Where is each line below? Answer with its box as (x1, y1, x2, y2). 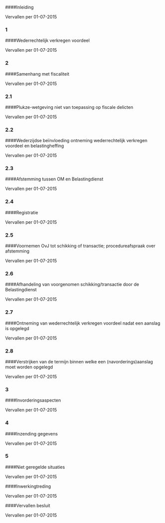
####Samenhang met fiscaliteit (5, 71, 70, 77)
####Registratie (5, 209, 38, 215)
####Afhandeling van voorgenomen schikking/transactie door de (5, 281, 139, 287)
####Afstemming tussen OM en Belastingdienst (5, 176, 103, 182)
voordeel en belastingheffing (5, 143, 64, 149)
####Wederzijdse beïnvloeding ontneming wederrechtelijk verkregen (5, 138, 148, 144)
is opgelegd (5, 325, 30, 331)
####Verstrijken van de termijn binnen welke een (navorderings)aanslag (5, 358, 153, 364)
